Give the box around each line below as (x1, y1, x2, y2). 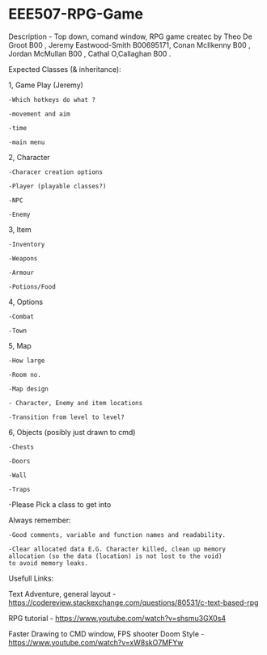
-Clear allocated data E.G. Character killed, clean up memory (8, 545, 227, 553)
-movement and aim (8, 110, 70, 118)
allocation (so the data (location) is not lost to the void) (8, 551, 222, 560)
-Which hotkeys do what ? (8, 95, 95, 104)
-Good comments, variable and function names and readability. (8, 530, 227, 539)
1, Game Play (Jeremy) (8, 80, 83, 90)
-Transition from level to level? (8, 413, 125, 421)
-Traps (8, 485, 31, 493)
